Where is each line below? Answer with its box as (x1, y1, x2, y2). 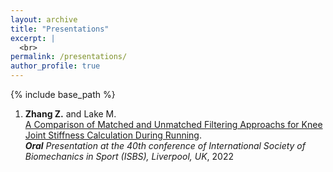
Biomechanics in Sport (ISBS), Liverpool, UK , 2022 (24, 151, 235, 162)
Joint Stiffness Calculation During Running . (24, 129, 202, 141)
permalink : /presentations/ (10, 52, 128, 62)
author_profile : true (10, 61, 101, 71)
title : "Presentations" (10, 24, 110, 34)
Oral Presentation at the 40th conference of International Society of (24, 140, 306, 151)
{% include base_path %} (10, 89, 116, 100)
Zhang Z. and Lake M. (24, 108, 117, 120)
